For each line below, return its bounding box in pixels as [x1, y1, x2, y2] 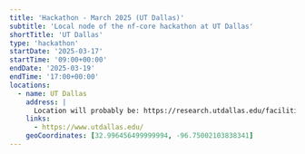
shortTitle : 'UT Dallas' [9, 30, 103, 39]
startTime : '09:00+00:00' [9, 55, 107, 64]
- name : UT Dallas [17, 89, 88, 98]
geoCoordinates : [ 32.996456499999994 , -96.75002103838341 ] [25, 131, 254, 140]
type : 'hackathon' [9, 38, 79, 48]
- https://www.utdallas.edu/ [33, 123, 144, 132]
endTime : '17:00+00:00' [9, 72, 100, 82]
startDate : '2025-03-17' [9, 47, 103, 56]
